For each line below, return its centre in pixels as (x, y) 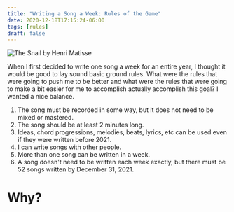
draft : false (26, 33)
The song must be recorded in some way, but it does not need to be (115, 110)
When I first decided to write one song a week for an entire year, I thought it (116, 66)
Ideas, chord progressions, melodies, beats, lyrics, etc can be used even (122, 132)
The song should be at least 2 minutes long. (81, 125)
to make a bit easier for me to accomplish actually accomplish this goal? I (113, 89)
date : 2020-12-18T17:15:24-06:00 (56, 20)
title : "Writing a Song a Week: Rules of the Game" (84, 14)
